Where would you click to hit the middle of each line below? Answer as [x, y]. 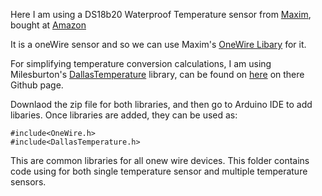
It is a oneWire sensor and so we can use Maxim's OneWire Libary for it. [158, 44]
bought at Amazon [48, 25]
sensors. [28, 182]
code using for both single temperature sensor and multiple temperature [159, 171]
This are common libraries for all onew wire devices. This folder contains [160, 160]
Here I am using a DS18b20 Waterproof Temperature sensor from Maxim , [161, 14]
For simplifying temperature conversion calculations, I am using [141, 63]
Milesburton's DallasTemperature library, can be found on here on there [157, 74]
